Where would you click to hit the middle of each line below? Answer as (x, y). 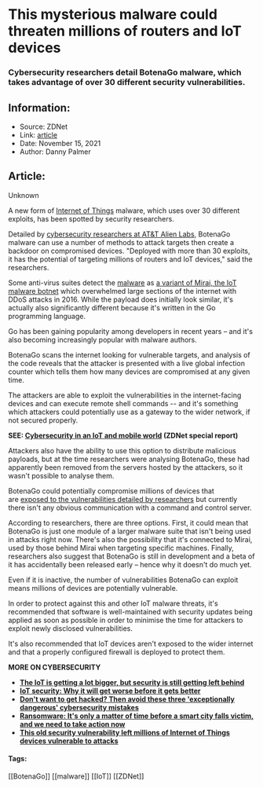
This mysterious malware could (113, 15)
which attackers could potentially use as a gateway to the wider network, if (129, 412)
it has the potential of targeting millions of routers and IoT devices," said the (130, 259)
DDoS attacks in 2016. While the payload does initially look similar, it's (121, 299)
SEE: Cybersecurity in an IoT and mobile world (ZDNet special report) (123, 435)
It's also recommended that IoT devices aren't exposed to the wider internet (131, 643)
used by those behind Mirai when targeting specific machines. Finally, (121, 548)
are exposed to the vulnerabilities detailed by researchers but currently (123, 499)
